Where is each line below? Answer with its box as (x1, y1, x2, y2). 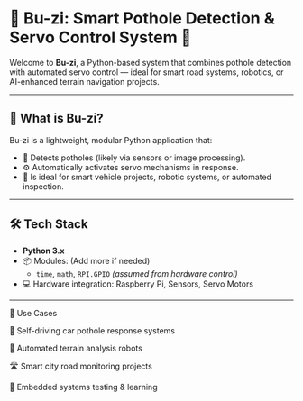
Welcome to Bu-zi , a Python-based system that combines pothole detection (9, 57, 292, 68)
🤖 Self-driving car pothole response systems (9, 324, 176, 336)
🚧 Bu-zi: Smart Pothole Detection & (9, 8, 275, 29)
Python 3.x (22, 245, 65, 256)
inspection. (22, 180, 65, 192)
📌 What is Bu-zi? (9, 111, 104, 126)
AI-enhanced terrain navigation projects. (9, 76, 160, 87)
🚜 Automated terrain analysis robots (9, 342, 142, 353)
